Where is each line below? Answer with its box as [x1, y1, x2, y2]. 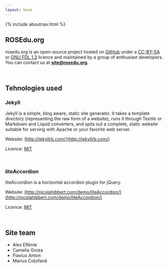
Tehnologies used [5, 84, 63, 92]
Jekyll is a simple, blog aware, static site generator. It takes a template [5, 110, 150, 116]
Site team [5, 228, 36, 237]
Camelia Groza [12, 247, 44, 253]
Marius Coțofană [12, 258, 48, 264]
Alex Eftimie [12, 242, 38, 248]
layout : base [5, 7, 33, 13]
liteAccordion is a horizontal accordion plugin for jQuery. [5, 179, 122, 186]
